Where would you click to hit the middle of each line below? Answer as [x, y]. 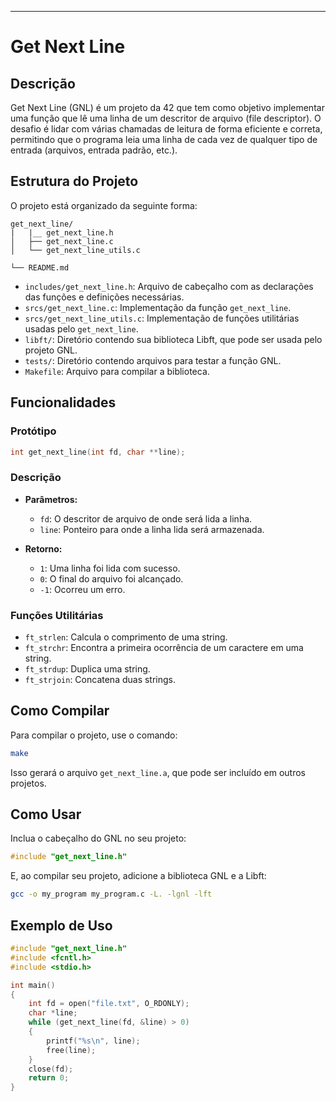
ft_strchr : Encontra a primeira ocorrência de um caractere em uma [164, 647]
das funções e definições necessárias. [104, 297]
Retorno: [43, 548]
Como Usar [46, 814]
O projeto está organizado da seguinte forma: [104, 205]
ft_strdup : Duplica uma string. [87, 668]
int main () [33, 985]
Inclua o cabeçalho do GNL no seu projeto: [98, 838]
